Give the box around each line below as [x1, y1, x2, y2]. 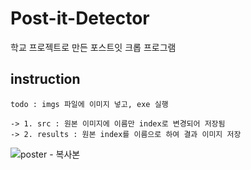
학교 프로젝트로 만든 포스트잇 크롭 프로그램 [10, 41, 177, 53]
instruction [10, 71, 81, 88]
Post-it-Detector [10, 7, 150, 30]
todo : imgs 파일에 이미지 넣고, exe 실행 [10, 99, 169, 109]
